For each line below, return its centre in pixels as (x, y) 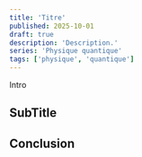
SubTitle (33, 113)
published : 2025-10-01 (52, 26)
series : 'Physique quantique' (66, 51)
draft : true (31, 34)
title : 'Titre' (38, 17)
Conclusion (42, 143)
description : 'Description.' (64, 43)
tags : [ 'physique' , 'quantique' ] (72, 59)
